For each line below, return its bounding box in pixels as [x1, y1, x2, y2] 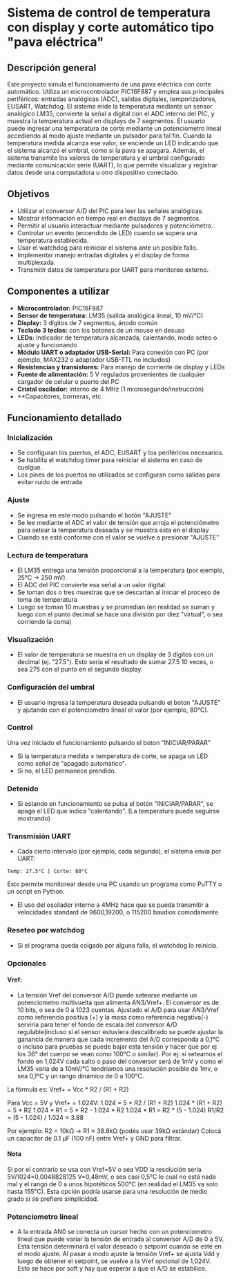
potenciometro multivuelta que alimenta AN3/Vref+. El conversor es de [17, 998, 220, 1006]
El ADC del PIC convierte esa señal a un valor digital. [17, 580, 167, 589]
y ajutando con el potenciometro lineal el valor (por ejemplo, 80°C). [17, 706, 209, 714]
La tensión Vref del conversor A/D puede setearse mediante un [17, 991, 197, 999]
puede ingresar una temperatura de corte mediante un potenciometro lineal [7, 125, 222, 132]
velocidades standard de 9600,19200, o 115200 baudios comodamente [17, 908, 219, 917]
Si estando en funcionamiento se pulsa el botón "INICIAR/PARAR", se [17, 800, 214, 808]
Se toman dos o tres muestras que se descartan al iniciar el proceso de [17, 588, 220, 596]
